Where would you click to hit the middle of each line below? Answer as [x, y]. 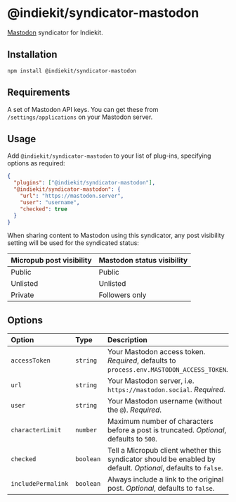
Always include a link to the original [166, 479]
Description [127, 340]
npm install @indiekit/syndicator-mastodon [72, 71]
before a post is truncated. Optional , [167, 430]
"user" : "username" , [50, 202]
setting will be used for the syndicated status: [73, 243]
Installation [32, 55]
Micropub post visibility [52, 261]
